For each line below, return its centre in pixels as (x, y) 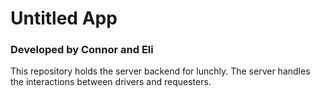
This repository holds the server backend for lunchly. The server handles (160, 71)
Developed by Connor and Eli (82, 50)
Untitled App (64, 18)
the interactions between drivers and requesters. (111, 82)
